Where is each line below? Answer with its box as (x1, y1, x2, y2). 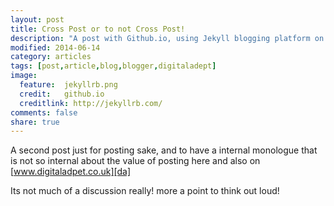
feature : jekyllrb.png (19, 80, 118, 90)
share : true (10, 117, 60, 127)
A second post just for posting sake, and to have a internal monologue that (10, 144, 318, 156)
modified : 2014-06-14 (10, 42, 101, 53)
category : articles (10, 52, 92, 62)
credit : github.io (19, 89, 105, 99)
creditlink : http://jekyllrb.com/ (19, 98, 163, 108)
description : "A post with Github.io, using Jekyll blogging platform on (10, 33, 325, 43)
